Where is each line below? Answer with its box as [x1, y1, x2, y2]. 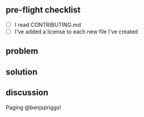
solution [5, 66, 38, 77]
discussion [5, 88, 49, 98]
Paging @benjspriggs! [5, 104, 62, 111]
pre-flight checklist [5, 5, 81, 15]
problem [5, 46, 38, 57]
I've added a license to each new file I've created [14, 27, 139, 35]
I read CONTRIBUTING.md [14, 21, 81, 28]
